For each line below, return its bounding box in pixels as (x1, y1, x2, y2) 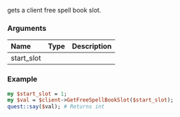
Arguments (7, 23, 47, 33)
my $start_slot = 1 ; (7, 90, 68, 97)
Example (7, 74, 38, 84)
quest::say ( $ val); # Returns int (7, 103, 105, 111)
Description (71, 41, 112, 51)
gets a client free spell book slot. (7, 6, 102, 14)
